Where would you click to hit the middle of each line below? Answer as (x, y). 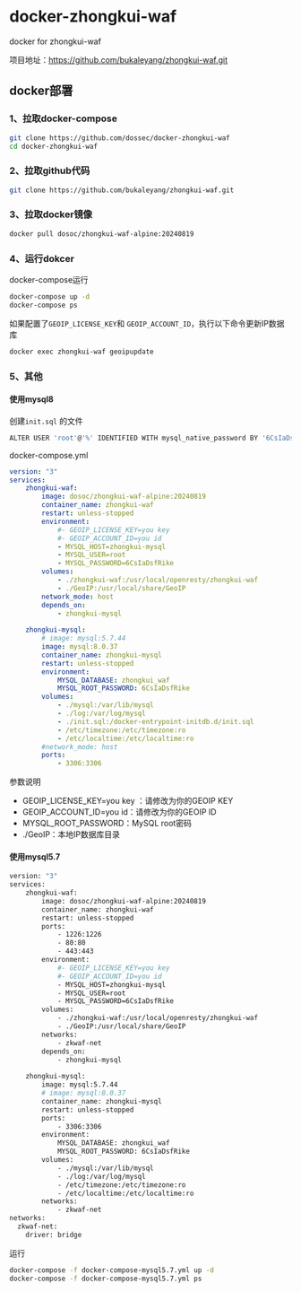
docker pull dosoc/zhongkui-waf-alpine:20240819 (102, 234)
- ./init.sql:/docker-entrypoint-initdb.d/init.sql (155, 721)
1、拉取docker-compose (64, 118)
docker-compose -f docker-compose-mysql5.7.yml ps (106, 1279)
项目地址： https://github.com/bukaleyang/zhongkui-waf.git (119, 59)
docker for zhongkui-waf (55, 41)
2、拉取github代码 (50, 170)
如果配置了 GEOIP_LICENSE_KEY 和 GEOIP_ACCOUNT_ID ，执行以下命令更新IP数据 (147, 323)
